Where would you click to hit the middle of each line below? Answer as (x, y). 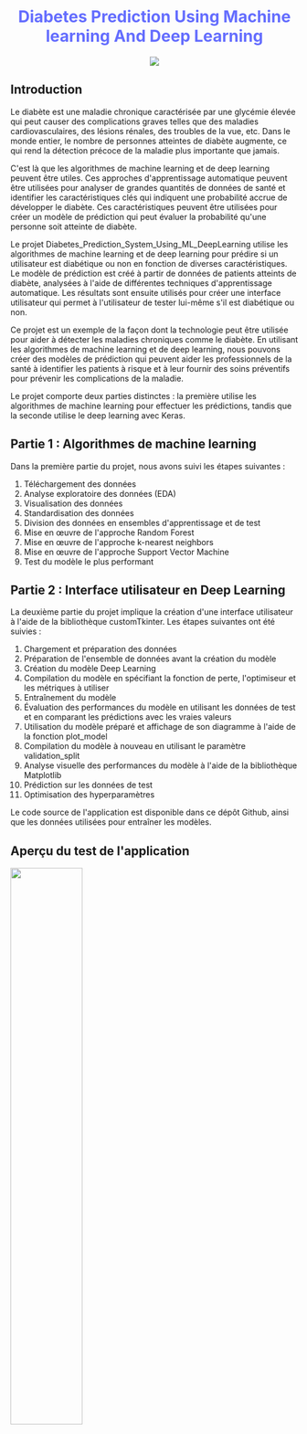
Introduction (47, 90)
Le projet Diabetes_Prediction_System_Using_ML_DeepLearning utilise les (149, 244)
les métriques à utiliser (66, 688)
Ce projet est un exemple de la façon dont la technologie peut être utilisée (149, 330)
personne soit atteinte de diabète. (74, 227)
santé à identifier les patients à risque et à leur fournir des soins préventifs (150, 368)
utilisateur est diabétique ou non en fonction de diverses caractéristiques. (149, 263)
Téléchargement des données (79, 484)
